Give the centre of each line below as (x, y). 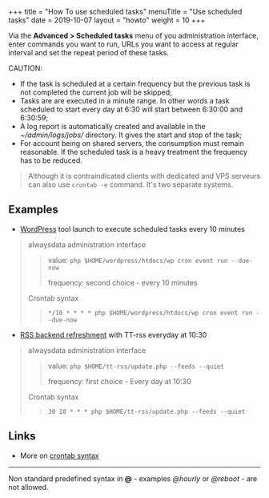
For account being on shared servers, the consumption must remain (132, 143)
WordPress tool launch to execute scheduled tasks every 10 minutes (132, 229)
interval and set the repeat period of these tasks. (89, 53)
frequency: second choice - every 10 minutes (122, 282)
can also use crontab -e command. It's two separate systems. (130, 184)
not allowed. (28, 487)
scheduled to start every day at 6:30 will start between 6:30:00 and (131, 109)
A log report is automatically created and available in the (112, 126)
